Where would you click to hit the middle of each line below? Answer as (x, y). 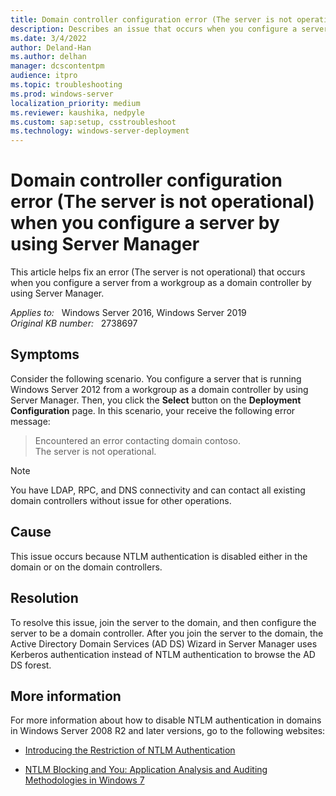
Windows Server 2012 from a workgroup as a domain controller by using (159, 389)
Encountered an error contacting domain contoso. (138, 440)
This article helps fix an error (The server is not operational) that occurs (158, 272)
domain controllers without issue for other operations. (121, 500)
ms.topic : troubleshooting (66, 85)
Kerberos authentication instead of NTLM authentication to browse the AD (163, 654)
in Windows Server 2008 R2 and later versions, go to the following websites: (168, 731)
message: (30, 421)
